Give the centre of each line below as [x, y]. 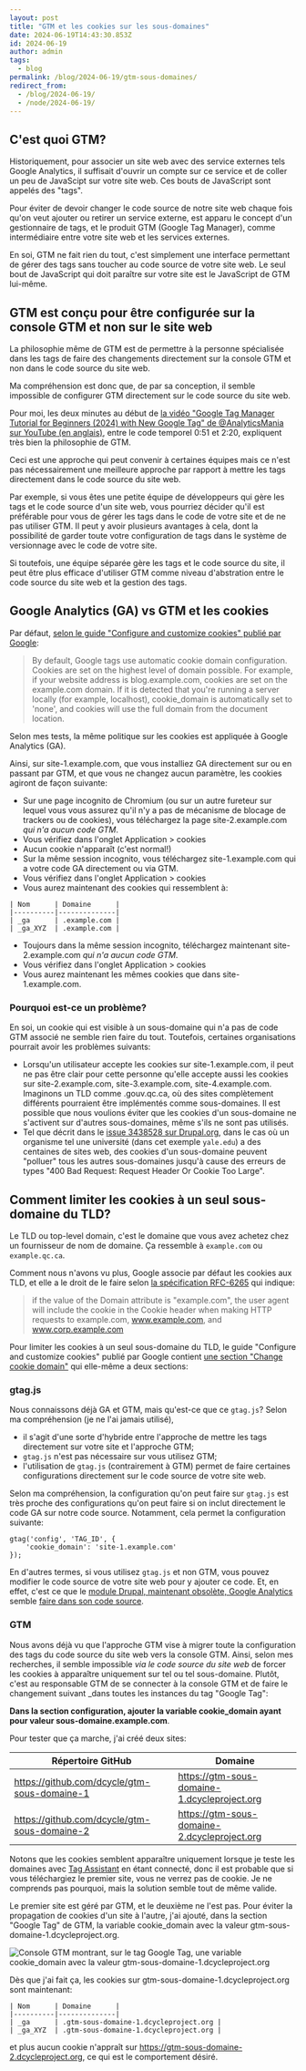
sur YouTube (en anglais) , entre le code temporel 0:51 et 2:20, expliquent [146, 433]
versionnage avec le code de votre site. [83, 545]
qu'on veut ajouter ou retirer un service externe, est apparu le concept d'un [151, 218]
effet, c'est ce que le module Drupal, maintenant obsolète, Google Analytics [151, 1592]
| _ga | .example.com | [65, 920]
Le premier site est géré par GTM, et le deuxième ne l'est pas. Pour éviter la [151, 1905]
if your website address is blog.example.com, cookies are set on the [160, 679]
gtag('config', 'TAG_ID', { [63, 1540]
